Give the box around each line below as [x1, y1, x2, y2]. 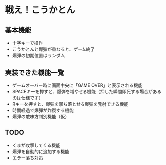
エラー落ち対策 [12, 155, 43, 161]
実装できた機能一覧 [5, 68, 64, 77]
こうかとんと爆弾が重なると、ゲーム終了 [12, 46, 95, 52]
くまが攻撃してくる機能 [12, 142, 61, 148]
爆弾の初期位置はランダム [12, 53, 65, 58]
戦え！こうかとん [5, 4, 76, 16]
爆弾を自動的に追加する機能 [12, 148, 70, 154]
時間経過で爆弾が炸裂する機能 [12, 107, 74, 113]
